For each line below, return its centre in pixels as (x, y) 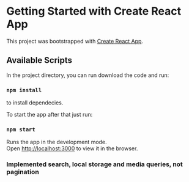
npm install (24, 90)
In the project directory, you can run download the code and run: (88, 75)
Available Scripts (39, 60)
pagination (23, 172)
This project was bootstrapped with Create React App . (75, 41)
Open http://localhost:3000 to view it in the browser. (72, 148)
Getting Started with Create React (94, 11)
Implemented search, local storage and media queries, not (95, 164)
